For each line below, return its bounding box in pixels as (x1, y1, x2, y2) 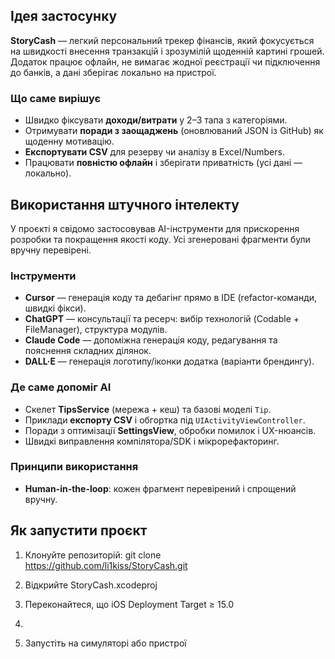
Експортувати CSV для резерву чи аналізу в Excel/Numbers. (24, 146, 285, 158)
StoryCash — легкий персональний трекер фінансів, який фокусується (10, 34, 315, 46)
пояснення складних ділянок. (24, 345, 152, 357)
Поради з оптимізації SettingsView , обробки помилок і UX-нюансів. (24, 424, 317, 436)
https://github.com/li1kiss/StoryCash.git (24, 559, 188, 571)
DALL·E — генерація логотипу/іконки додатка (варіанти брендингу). (24, 355, 315, 368)
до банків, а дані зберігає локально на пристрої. (10, 66, 217, 78)
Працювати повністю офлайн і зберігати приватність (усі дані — (24, 157, 303, 169)
